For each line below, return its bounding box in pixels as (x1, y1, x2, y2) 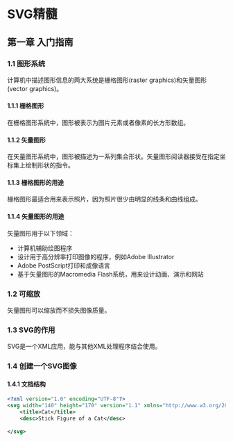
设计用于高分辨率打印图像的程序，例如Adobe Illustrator (17, 252, 175, 261)
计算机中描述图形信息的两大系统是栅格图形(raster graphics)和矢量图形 (7, 76, 207, 84)
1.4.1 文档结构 (7, 379, 46, 388)
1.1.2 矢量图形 (7, 136, 46, 144)
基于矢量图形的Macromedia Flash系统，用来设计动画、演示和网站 (17, 270, 205, 278)
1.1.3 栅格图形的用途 (7, 178, 64, 186)
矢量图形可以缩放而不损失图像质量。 (7, 306, 111, 314)
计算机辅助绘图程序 (17, 244, 73, 252)
